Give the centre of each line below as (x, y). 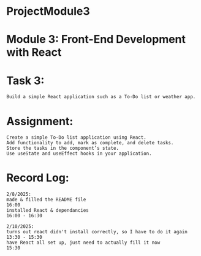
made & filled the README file (46, 200)
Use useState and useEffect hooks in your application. (79, 154)
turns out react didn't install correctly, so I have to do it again (97, 232)
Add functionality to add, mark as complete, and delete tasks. (90, 143)
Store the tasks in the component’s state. (63, 149)
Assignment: (40, 121)
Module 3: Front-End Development (96, 40)
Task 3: (25, 80)
